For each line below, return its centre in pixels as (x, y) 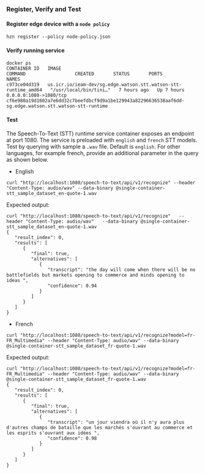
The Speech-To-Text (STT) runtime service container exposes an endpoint (100, 133)
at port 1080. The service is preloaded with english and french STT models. (102, 140)
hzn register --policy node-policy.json (59, 37)
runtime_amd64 (24, 90)
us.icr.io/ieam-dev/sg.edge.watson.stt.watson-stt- (115, 85)
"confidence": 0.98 (72, 438)
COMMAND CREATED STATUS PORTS (85, 74)
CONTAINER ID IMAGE (34, 69)
